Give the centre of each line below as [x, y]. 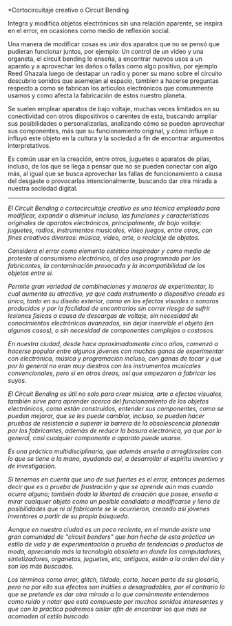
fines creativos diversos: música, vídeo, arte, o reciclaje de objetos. [104, 237]
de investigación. [32, 466]
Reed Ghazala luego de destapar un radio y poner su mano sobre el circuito [115, 73]
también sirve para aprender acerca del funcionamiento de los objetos [108, 401]
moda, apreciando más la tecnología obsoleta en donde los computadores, [115, 551]
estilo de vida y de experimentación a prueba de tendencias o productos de [116, 544]
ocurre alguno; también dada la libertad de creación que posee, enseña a [113, 494]
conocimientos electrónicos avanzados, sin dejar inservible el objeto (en [111, 323]
